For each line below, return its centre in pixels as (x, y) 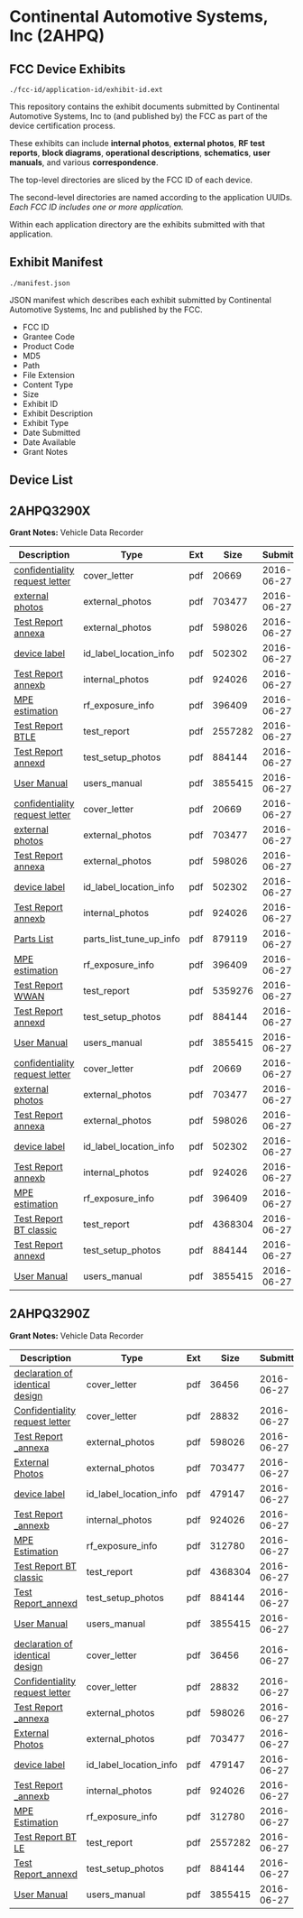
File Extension (48, 375)
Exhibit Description (57, 413)
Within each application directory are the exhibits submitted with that (138, 224)
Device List (41, 480)
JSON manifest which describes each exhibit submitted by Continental (141, 300)
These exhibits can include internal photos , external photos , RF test (138, 143)
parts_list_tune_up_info (131, 939)
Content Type (48, 385)
